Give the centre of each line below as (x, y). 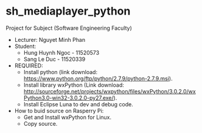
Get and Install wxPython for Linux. (68, 117)
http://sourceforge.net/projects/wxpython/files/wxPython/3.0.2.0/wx (110, 91)
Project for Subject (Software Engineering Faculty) (69, 28)
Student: (25, 46)
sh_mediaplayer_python (68, 11)
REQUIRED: (29, 66)
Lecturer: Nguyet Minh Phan (50, 39)
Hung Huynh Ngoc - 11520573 (61, 52)
